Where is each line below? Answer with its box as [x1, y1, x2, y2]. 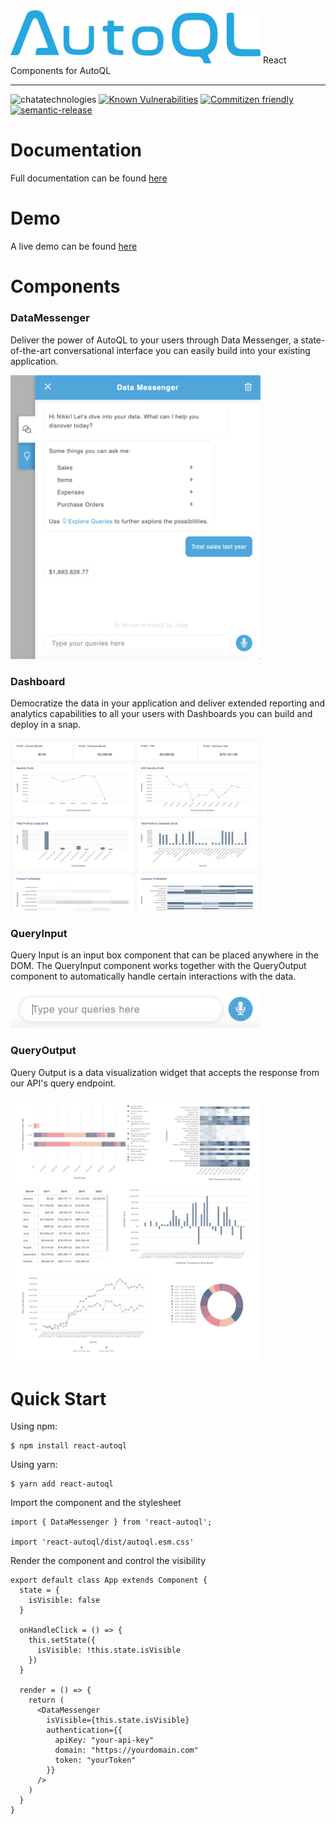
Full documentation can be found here [10, 172, 168, 184]
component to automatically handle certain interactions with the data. [10, 970, 297, 983]
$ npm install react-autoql [10, 1441, 128, 1451]
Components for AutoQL [10, 65, 112, 77]
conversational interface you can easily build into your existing [53, 344, 311, 356]
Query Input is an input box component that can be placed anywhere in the [10, 949, 319, 961]
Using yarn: [10, 1459, 58, 1471]
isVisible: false [28, 1595, 101, 1606]
